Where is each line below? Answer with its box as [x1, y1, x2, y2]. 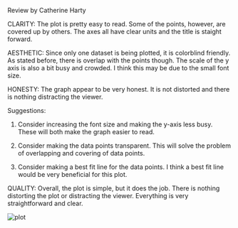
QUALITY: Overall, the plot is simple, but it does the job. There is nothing [7, 184, 220, 192]
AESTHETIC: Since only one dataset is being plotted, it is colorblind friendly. [7, 49, 231, 57]
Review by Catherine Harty [7, 6, 87, 14]
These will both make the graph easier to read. [17, 128, 155, 136]
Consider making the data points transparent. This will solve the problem [17, 141, 232, 150]
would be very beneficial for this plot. [17, 170, 128, 178]
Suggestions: [7, 107, 46, 114]
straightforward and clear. [7, 199, 83, 207]
